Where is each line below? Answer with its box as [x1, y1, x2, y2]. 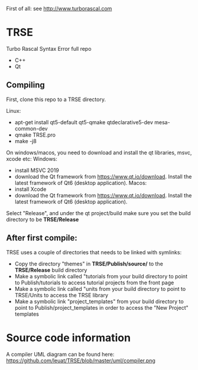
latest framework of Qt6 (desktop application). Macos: [14, 179, 147, 186]
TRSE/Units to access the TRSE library [14, 291, 108, 298]
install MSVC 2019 [14, 167, 59, 174]
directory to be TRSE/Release [6, 216, 79, 223]
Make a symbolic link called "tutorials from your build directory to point [14, 272, 188, 280]
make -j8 [14, 137, 37, 144]
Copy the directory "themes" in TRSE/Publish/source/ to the [14, 260, 164, 267]
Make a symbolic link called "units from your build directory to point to [14, 285, 186, 292]
